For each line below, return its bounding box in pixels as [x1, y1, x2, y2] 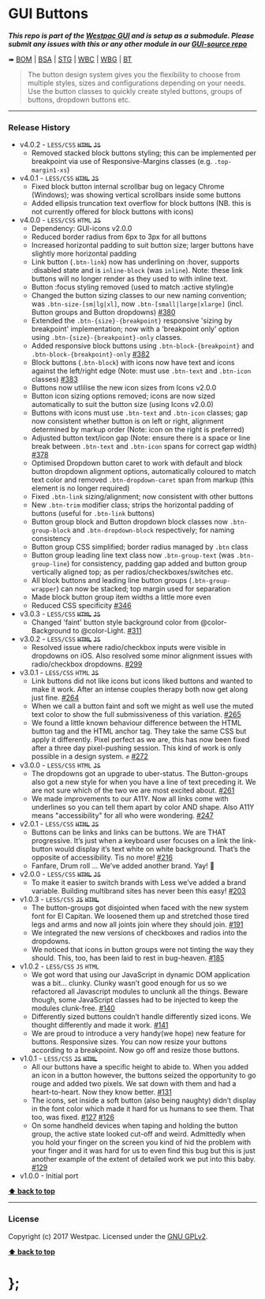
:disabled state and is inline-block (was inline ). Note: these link [31, 266, 243, 275]
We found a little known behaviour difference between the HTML [31, 719, 242, 728]
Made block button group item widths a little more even [31, 592, 211, 602]
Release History [8, 121, 71, 133]
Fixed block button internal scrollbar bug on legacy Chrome [31, 182, 225, 192]
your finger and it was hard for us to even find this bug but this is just [31, 1146, 256, 1155]
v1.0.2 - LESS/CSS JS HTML [19, 961, 100, 971]
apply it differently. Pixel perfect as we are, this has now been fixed [31, 735, 250, 745]
